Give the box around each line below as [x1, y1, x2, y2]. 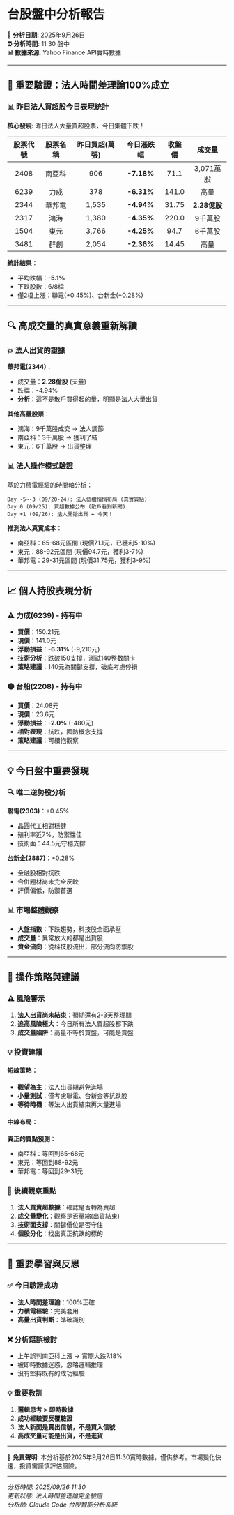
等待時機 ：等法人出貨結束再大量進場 [17, 1100, 122, 1109]
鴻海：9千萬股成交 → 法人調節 [17, 425, 104, 433]
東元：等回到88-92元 [17, 1158, 79, 1166]
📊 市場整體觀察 [7, 905, 59, 915]
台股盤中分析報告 [7, 6, 106, 22]
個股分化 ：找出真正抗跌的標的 [17, 1229, 103, 1237]
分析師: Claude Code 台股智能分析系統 [7, 1500, 118, 1509]
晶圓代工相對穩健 [17, 822, 67, 830]
